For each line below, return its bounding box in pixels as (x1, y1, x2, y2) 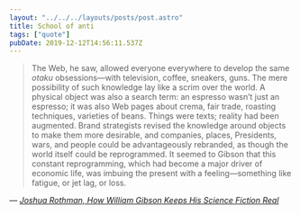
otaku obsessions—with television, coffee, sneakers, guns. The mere (31, 73, 288, 84)
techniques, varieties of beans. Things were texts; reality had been (31, 111, 279, 121)
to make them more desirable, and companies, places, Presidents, (31, 129, 277, 140)
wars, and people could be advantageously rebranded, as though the (31, 139, 288, 150)
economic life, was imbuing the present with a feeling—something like (31, 168, 292, 179)
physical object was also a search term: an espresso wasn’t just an (31, 92, 280, 103)
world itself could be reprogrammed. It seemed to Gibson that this (31, 149, 277, 160)
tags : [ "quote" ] (9, 30, 70, 39)
